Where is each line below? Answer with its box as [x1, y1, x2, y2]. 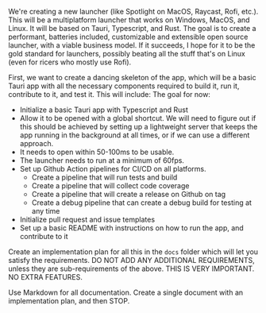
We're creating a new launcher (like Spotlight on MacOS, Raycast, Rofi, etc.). [8, 7, 259, 16]
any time [31, 207, 60, 215]
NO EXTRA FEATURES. [8, 272, 83, 281]
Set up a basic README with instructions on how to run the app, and [19, 223, 244, 233]
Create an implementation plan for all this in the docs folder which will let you [8, 247, 259, 257]
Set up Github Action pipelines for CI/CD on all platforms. [19, 164, 206, 173]
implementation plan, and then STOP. [8, 296, 130, 305]
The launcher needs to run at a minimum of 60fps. [19, 156, 185, 165]
